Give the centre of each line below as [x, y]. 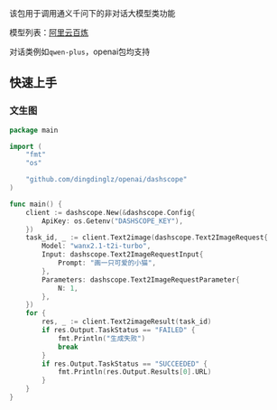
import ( [26, 146]
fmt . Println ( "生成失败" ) [102, 338]
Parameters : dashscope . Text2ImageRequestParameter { [141, 280]
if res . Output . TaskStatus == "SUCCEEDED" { [125, 364]
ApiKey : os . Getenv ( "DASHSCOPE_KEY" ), [112, 221]
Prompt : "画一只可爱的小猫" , [106, 263]
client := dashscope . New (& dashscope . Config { [111, 212]
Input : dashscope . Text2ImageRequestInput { [123, 255]
